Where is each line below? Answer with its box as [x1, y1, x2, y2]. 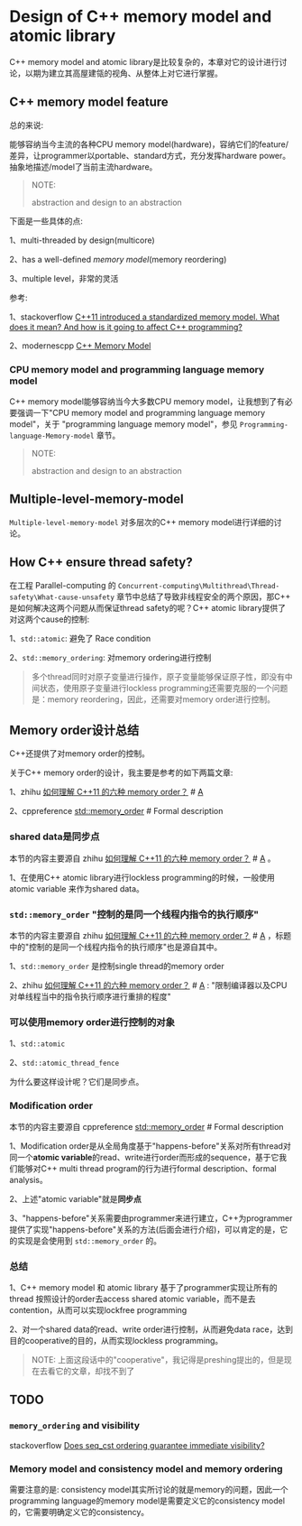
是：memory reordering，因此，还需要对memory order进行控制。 [31, 693, 276, 705]
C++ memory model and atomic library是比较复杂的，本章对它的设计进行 [9, 56, 279, 67]
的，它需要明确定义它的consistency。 [9, 1506, 150, 1517]
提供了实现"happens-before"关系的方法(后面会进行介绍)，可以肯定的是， [9, 1224, 280, 1235]
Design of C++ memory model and [9, 6, 272, 27]
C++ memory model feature [9, 95, 169, 110]
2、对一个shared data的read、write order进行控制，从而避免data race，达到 [9, 1324, 293, 1335]
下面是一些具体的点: [9, 215, 84, 227]
